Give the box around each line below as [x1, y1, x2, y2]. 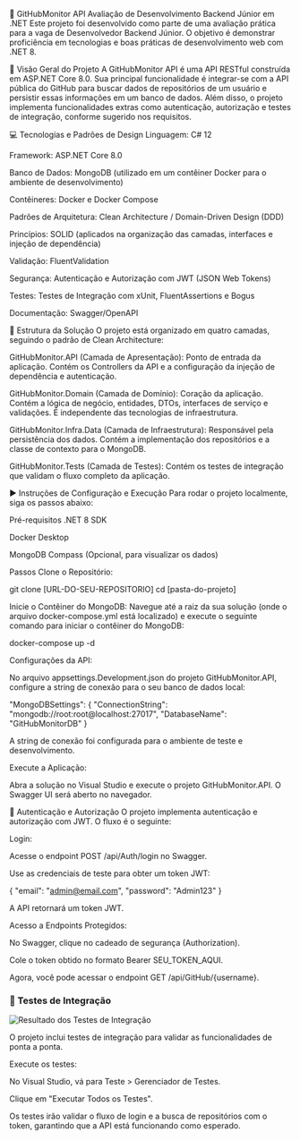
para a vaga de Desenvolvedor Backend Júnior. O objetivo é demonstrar [9, 28, 276, 38]
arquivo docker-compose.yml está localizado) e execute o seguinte [9, 611, 258, 621]
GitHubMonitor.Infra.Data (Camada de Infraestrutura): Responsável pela [9, 425, 274, 435]
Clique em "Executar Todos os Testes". [9, 1093, 153, 1104]
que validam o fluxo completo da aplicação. [9, 471, 170, 481]
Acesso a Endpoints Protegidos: [9, 920, 127, 931]
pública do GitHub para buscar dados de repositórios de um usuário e [9, 83, 267, 93]
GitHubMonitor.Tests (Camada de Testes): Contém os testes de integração [9, 461, 284, 472]
